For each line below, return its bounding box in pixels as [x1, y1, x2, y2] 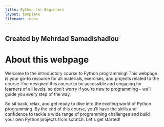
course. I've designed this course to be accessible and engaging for [5, 80, 142, 86]
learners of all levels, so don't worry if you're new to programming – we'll [5, 86, 152, 92]
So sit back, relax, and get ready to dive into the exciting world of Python [5, 101, 151, 106]
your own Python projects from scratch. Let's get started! [5, 116, 121, 122]
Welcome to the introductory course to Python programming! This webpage [5, 70, 158, 76]
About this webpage [5, 54, 89, 65]
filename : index [5, 16, 38, 21]
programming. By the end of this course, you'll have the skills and [5, 106, 137, 112]
